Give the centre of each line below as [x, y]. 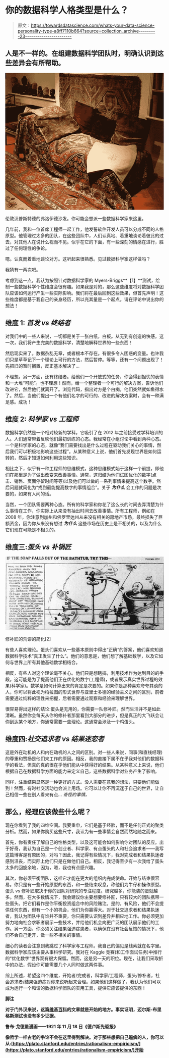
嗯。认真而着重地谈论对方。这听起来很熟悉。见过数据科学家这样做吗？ [78, 259]
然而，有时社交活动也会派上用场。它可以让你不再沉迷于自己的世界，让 [87, 788]
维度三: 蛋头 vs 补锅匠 [38, 547]
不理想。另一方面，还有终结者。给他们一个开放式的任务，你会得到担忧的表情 [84, 376]
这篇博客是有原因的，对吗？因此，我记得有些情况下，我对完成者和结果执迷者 [84, 854]
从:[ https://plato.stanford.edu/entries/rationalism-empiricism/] [73, 1043]
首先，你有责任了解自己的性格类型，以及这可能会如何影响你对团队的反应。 [82, 842]
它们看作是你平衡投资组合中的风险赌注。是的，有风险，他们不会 [93, 903]
